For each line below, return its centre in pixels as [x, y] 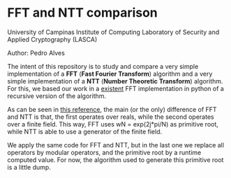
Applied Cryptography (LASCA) [52, 39]
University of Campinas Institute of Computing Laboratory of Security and [113, 32]
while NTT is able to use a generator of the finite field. [85, 131]
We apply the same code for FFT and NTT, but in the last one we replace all [116, 145]
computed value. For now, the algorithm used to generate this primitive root [115, 160]
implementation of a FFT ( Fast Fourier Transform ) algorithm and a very [110, 74]
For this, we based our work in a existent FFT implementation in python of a [116, 88]
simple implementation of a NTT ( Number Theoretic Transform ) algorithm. [115, 81]
